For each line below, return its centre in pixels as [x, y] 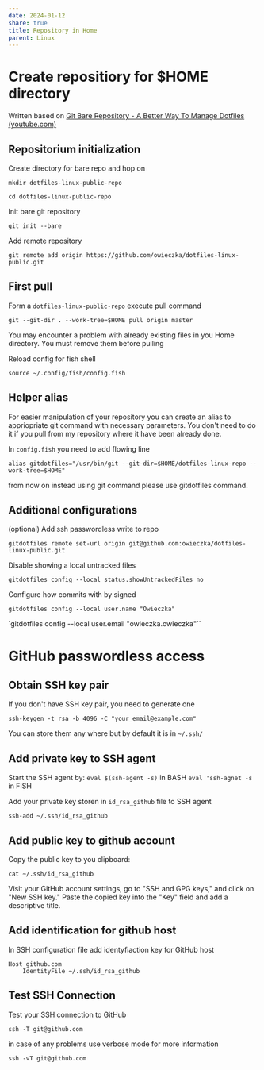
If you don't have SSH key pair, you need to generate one [102, 704]
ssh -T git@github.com [46, 1029]
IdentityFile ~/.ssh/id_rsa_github [81, 971]
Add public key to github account [92, 840]
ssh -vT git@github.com [48, 1058]
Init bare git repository [44, 212]
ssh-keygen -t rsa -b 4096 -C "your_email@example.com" [102, 719]
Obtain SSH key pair [59, 685]
